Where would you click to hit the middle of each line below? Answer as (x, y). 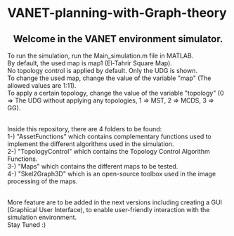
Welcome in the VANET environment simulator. (118, 39)
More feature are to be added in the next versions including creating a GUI (115, 202)
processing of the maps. (43, 181)
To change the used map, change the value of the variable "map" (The (109, 78)
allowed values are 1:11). (42, 85)
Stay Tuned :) (27, 225)
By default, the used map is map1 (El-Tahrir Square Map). (90, 63)
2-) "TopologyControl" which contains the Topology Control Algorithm (109, 151)
